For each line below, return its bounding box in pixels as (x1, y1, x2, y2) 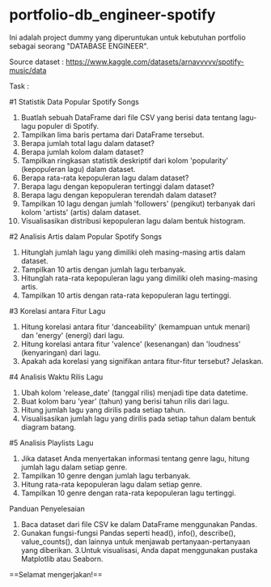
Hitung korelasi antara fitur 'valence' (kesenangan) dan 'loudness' (20, 339, 241, 349)
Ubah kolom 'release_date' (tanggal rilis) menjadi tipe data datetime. (20, 388, 248, 397)
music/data (9, 65, 47, 75)
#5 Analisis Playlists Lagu (9, 438, 94, 448)
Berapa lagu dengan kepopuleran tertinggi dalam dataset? (20, 181, 215, 191)
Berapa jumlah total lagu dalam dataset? (20, 138, 155, 148)
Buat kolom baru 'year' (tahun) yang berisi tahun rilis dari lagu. (20, 396, 230, 406)
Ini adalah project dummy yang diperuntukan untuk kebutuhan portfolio (9, 32, 246, 42)
